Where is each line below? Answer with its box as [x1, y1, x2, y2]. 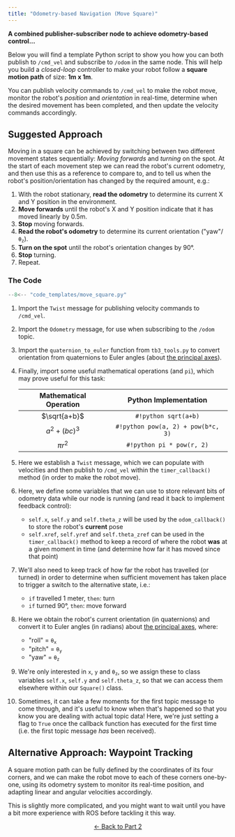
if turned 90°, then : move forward [28, 602, 127, 610]
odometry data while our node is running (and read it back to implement [17, 494, 225, 503]
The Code [8, 275, 42, 285]
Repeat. [17, 258, 41, 266]
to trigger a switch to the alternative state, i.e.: [17, 581, 151, 589]
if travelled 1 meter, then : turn [28, 594, 115, 602]
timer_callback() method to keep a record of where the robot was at [28, 538, 227, 546]
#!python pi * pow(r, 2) [126, 440, 209, 449]
